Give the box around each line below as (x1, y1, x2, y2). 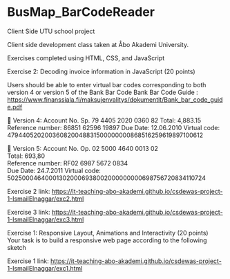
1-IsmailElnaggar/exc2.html (7, 195, 84, 203)
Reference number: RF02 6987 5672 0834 (7, 159, 128, 167)
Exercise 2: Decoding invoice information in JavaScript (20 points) (7, 67, 195, 75)
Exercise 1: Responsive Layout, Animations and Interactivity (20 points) (7, 228, 209, 237)
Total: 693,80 (7, 152, 46, 160)
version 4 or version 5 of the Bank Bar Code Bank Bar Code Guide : (7, 88, 198, 96)
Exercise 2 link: (7, 187, 50, 195)
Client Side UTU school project (7, 27, 95, 35)
